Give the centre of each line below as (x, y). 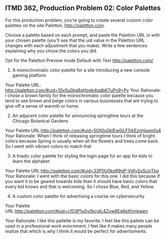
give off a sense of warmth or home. (42, 106)
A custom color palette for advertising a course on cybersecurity (78, 196)
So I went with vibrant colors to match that (48, 146)
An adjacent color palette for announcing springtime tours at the (78, 116)
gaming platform (29, 75)
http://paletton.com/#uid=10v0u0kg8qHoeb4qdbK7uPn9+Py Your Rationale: (83, 90)
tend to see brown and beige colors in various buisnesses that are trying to (82, 101)
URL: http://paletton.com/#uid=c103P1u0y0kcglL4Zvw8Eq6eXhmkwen (77, 211)
